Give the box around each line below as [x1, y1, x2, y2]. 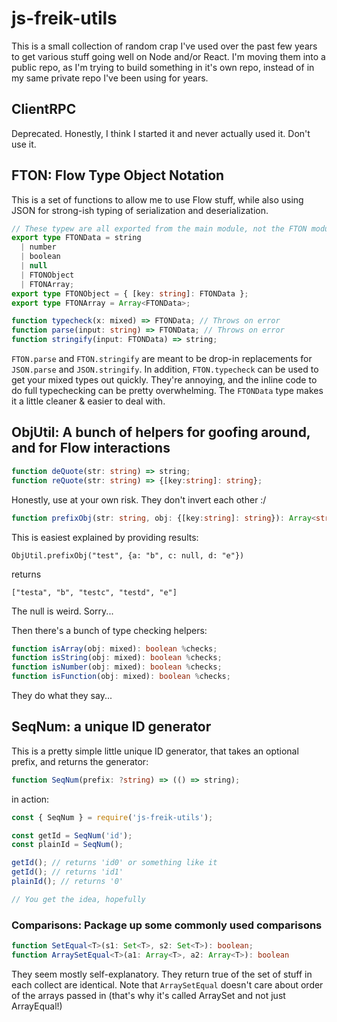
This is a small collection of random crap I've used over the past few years [11, 40, 318, 52]
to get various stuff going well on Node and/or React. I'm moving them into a [11, 50, 326, 62]
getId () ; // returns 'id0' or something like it [11, 858, 218, 868]
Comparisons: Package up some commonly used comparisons [11, 918, 323, 932]
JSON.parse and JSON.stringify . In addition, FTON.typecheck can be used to [11, 363, 319, 376]
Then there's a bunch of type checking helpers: [11, 624, 208, 636]
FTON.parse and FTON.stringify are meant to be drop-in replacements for [11, 353, 313, 365]
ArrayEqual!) [11, 1000, 63, 1012]
